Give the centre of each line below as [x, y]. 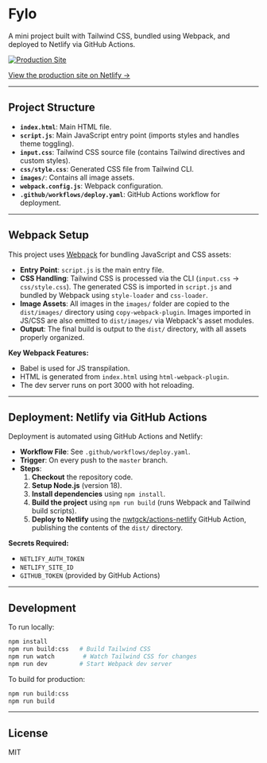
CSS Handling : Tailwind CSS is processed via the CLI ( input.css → [130, 278]
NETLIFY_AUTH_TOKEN [52, 560]
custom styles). [45, 161]
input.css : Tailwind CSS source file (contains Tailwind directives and [132, 152]
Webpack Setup [48, 235]
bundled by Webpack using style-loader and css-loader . [114, 295]
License [28, 733]
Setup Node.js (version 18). [77, 486]
